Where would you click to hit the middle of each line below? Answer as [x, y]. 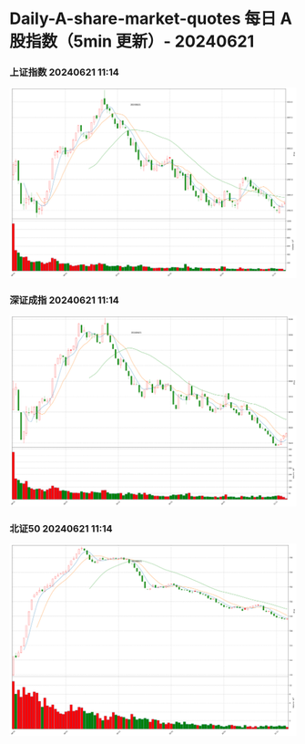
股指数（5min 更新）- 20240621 [132, 41]
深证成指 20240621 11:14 [65, 300]
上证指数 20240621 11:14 [65, 72]
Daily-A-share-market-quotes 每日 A [151, 19]
